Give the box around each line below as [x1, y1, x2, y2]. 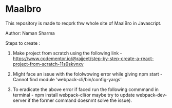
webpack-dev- [136, 92, 167, 98]
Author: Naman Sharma [5, 30, 55, 36]
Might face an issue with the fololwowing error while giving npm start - [12, 70, 163, 77]
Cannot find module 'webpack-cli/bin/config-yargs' [12, 76, 122, 82]
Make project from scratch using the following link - [12, 50, 122, 56]
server [12, 97, 27, 103]
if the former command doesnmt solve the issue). [27, 97, 132, 103]
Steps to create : [5, 40, 41, 46]
